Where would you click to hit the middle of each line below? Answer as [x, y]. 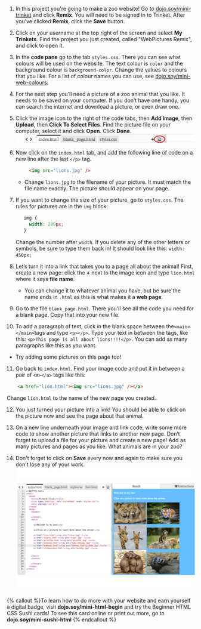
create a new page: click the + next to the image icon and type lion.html [105, 272]
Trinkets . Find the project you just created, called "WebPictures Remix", [104, 39]
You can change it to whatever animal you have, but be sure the [103, 290]
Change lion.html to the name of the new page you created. [81, 398]
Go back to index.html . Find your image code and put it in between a [100, 368]
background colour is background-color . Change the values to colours [101, 70]
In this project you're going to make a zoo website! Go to [85, 9]
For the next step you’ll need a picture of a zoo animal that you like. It [100, 94]
